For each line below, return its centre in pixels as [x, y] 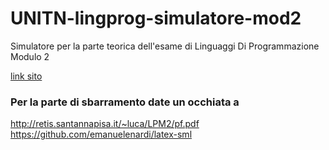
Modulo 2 [30, 56]
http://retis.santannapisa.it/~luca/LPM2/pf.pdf [105, 124]
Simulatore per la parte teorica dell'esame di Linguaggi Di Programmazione [165, 46]
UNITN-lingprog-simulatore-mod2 [156, 18]
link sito [26, 76]
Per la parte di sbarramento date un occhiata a [125, 102]
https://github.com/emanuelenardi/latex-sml [101, 134]
